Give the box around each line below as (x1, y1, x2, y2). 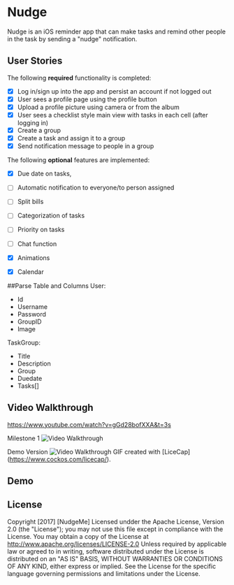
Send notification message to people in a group (17, 142, 154, 150)
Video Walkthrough (7, 402, 94, 414)
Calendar (17, 267, 44, 276)
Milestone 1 (7, 434, 40, 442)
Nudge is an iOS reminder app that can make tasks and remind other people (7, 27, 226, 36)
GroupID (17, 317, 42, 326)
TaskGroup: (7, 338, 41, 347)
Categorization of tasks (17, 211, 85, 220)
